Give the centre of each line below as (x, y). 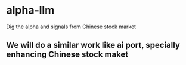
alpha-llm (30, 10)
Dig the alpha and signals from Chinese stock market (71, 27)
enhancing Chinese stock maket (67, 55)
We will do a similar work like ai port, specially (93, 45)
